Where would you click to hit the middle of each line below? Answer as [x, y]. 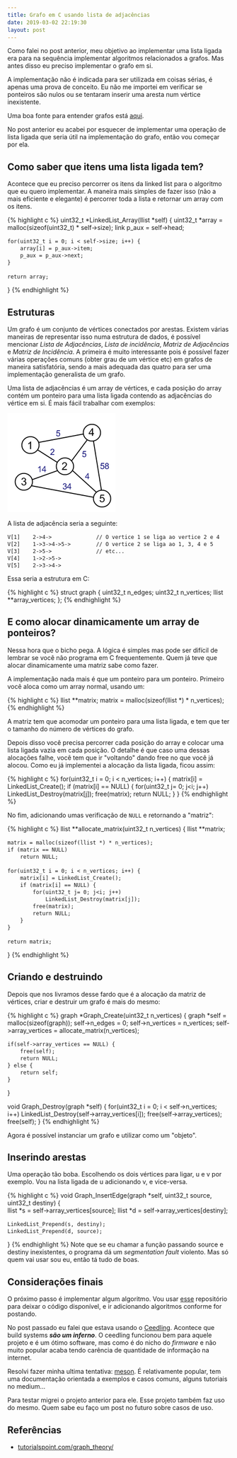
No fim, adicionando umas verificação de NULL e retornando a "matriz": [111, 815]
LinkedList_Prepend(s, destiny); [57, 1225]
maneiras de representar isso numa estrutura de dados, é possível [104, 337]
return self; [39, 1072]
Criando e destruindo [55, 977]
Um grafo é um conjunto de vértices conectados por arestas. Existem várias [118, 329]
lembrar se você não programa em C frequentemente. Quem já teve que [112, 657]
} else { [20, 1065]
